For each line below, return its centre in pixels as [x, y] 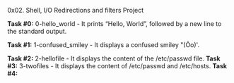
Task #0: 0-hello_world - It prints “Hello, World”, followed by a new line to [115, 24]
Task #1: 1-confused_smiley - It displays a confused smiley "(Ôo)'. [104, 45]
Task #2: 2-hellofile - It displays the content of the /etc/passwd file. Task [114, 58]
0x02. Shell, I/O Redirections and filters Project [76, 10]
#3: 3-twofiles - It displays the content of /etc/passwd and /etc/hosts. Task [117, 66]
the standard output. [37, 31]
